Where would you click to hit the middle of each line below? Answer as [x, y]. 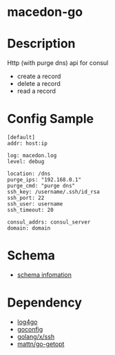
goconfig [30, 329]
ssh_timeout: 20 [30, 210]
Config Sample [51, 119]
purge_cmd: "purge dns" [41, 186]
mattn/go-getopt [41, 344]
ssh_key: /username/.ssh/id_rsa [53, 192]
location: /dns [29, 174]
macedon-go [45, 12]
